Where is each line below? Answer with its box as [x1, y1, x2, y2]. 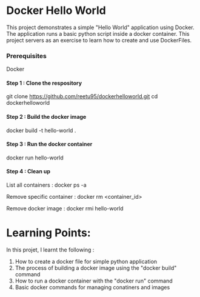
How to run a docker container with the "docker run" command [15, 277, 173, 284]
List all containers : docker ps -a [6, 181, 87, 189]
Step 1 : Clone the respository [6, 79, 82, 87]
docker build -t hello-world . [6, 127, 76, 134]
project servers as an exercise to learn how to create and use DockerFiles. [6, 36, 192, 44]
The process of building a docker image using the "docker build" [15, 264, 177, 272]
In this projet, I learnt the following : [6, 246, 95, 253]
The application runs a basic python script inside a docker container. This [6, 30, 190, 37]
